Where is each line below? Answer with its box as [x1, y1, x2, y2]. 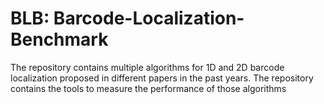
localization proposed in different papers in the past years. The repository [10, 72, 314, 84]
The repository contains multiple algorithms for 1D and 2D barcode [10, 61, 285, 73]
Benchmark [10, 28, 109, 51]
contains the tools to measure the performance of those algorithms [10, 82, 287, 94]
